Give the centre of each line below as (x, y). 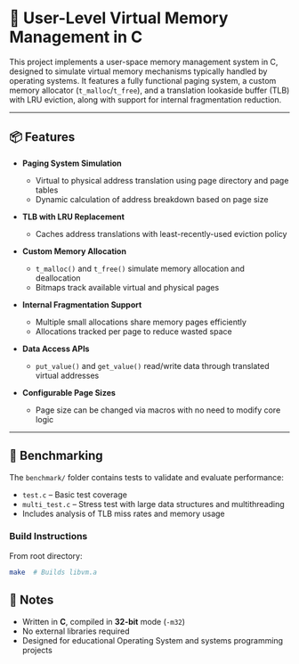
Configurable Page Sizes (69, 392)
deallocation (58, 278)
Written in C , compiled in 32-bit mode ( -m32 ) (103, 621)
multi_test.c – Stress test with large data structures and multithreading (153, 504)
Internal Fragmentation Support (82, 304)
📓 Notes (32, 600)
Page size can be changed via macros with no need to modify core (158, 410)
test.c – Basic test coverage (74, 495)
